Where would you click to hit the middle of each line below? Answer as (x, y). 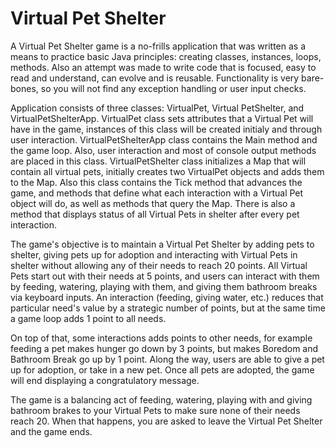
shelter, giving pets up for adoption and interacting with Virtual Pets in (154, 254)
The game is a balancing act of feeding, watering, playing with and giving (161, 399)
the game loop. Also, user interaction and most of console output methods (163, 150)
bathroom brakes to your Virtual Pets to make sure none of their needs (155, 410)
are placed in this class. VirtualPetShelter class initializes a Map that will (158, 161)
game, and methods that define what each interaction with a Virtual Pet (157, 193)
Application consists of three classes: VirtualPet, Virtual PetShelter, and (157, 108)
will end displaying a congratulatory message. (105, 380)
